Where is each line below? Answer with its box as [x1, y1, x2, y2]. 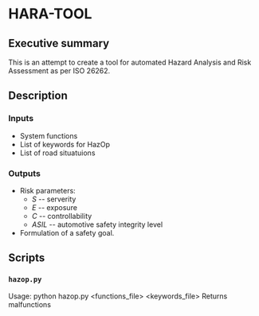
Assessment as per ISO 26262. [8, 66, 111, 76]
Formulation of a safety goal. [19, 228, 115, 237]
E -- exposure [31, 202, 78, 212]
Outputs [8, 168, 41, 179]
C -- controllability [31, 211, 92, 220]
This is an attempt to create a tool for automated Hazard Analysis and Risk [8, 57, 252, 67]
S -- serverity [31, 194, 77, 204]
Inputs [8, 113, 34, 124]
